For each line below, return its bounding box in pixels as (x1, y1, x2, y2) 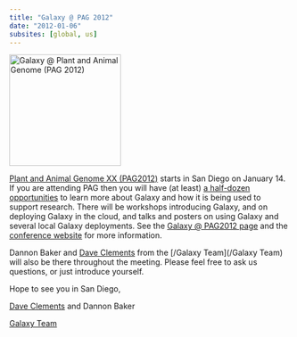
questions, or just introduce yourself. (9, 267, 144, 277)
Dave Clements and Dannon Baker (9, 300, 136, 312)
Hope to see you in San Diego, (9, 284, 121, 294)
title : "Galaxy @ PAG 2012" (9, 12, 114, 22)
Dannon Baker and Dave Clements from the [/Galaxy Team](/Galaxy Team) (9, 247, 284, 259)
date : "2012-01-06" (9, 21, 82, 30)
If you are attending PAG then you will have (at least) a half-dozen (9, 183, 251, 193)
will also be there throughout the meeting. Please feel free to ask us (9, 257, 258, 267)
